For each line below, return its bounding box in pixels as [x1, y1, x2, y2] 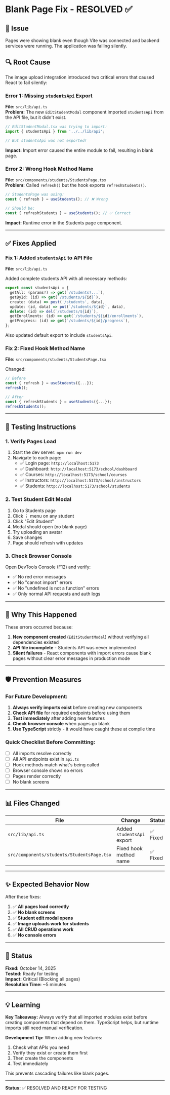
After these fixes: [5, 893, 41, 900]
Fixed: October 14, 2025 [5, 965, 56, 971]
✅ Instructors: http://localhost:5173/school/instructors [20, 477, 141, 483]
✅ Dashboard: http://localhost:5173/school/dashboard [20, 466, 137, 472]
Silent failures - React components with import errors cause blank [12, 650, 151, 656]
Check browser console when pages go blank [12, 721, 110, 727]
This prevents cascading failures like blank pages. [5, 1070, 110, 1077]
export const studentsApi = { [5, 285, 69, 291]
